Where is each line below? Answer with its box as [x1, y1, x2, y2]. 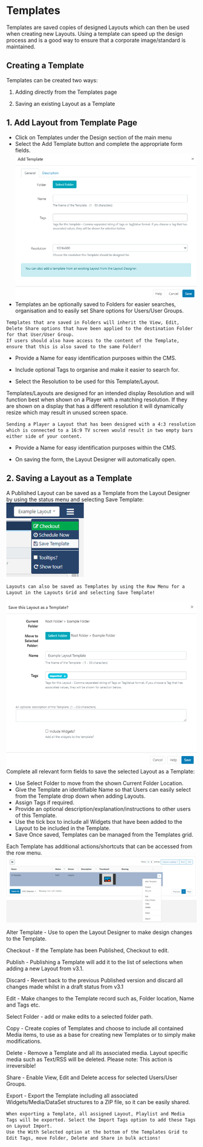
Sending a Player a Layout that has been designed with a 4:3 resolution [6, 421, 196, 427]
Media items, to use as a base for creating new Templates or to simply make [6, 1031, 196, 1039]
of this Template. [14, 812, 57, 819]
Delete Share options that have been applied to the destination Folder [6, 325, 193, 332]
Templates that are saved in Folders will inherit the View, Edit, [6, 319, 180, 326]
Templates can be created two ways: [6, 76, 98, 84]
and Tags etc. [6, 1001, 40, 1008]
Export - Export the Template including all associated [6, 1092, 138, 1099]
